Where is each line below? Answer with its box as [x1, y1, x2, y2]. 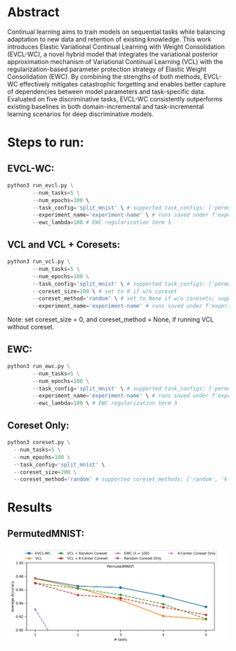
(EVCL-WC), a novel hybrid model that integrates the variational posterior [7, 50, 219, 58]
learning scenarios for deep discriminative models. [7, 110, 155, 118]
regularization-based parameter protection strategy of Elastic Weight [7, 65, 207, 73]
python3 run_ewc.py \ [7, 362, 71, 369]
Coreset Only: [7, 419, 70, 431]
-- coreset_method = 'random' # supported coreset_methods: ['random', [13, 476, 218, 483]
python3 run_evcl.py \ [7, 182, 74, 189]
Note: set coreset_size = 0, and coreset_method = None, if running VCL [7, 315, 214, 324]
